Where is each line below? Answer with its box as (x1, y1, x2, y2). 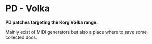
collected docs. (5, 34, 37, 40)
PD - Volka (5, 3, 50, 14)
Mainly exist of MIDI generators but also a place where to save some (5, 29, 147, 35)
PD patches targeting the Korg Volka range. (5, 19, 98, 25)
